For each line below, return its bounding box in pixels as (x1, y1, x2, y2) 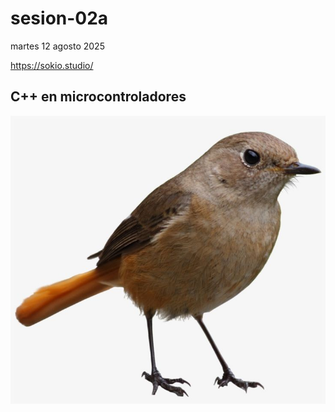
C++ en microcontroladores (10, 88, 187, 106)
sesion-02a (10, 7, 109, 30)
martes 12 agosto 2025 (10, 40, 105, 52)
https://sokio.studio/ (10, 59, 94, 71)
